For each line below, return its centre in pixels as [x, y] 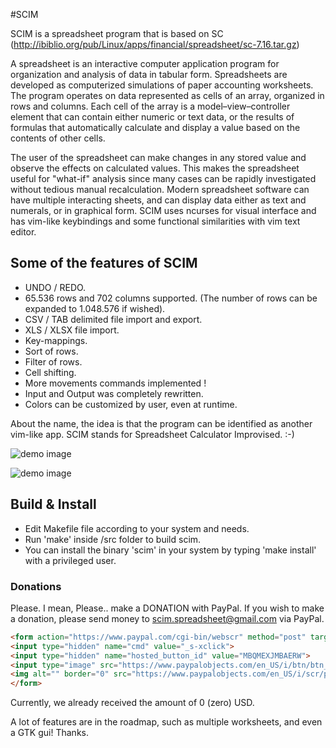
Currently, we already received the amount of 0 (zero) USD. [132, 703]
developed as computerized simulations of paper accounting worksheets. [162, 85]
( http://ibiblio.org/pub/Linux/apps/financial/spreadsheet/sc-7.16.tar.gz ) [155, 44]
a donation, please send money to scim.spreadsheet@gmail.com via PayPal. [167, 618]
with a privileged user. [70, 560]
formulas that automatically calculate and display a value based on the [155, 127]
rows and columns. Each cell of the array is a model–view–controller [150, 106]
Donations [36, 586]
